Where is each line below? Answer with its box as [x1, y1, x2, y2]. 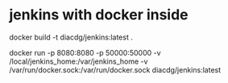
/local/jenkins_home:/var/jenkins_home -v [9, 56, 148, 66]
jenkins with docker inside [9, 6, 189, 24]
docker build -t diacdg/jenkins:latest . [9, 32, 134, 42]
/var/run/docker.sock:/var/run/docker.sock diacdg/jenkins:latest [9, 64, 222, 74]
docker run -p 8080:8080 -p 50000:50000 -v [9, 48, 161, 57]
